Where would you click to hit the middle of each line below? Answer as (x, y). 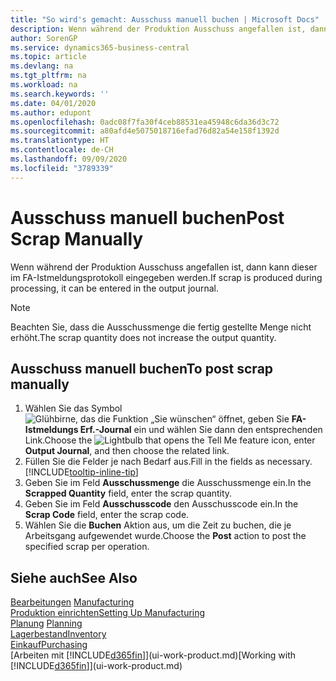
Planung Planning (46, 623)
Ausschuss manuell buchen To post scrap (142, 368)
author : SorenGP (44, 38)
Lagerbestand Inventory (58, 634)
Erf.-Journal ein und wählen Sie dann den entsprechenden (201, 430)
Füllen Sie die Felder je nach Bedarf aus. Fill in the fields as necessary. (168, 462)
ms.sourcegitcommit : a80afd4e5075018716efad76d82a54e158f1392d (145, 131)
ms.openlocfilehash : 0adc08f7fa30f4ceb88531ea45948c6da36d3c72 (145, 122)
